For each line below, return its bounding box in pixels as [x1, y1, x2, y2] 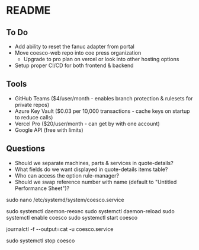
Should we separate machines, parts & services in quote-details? [14, 159, 174, 166]
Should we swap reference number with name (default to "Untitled [14, 178, 177, 185]
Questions [6, 144, 46, 154]
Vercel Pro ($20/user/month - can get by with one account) [14, 120, 160, 127]
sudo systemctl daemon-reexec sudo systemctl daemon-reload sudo [6, 207, 175, 214]
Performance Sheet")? [14, 185, 70, 192]
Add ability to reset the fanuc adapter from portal [14, 43, 134, 50]
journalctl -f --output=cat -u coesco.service [6, 225, 114, 232]
